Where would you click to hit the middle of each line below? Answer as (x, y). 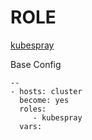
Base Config (36, 64)
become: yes (44, 100)
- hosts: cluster (46, 91)
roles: (33, 109)
